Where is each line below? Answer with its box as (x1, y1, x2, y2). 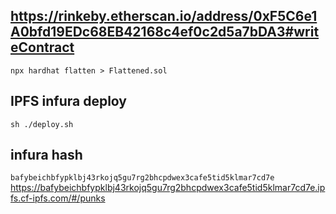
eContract (10, 39, 75, 56)
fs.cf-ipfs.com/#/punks (10, 192, 106, 204)
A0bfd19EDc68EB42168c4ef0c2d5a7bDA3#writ (10, 24, 320, 41)
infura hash (10, 147, 83, 164)
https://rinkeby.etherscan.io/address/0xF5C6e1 (10, 8, 318, 25)
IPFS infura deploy (10, 93, 127, 110)
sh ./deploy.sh (10, 119, 74, 129)
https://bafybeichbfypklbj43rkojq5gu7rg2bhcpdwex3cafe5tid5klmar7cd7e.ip (10, 182, 326, 194)
